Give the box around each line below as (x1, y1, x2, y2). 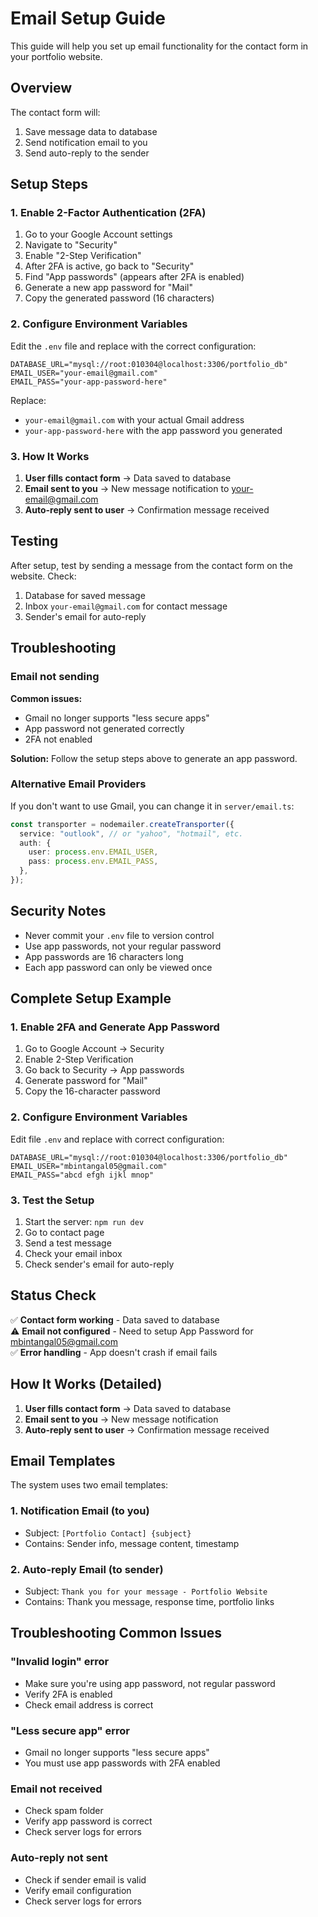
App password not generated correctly (24, 722, 185, 734)
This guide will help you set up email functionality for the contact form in (10, 40, 309, 52)
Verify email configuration (24, 1884, 132, 1896)
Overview (10, 80, 73, 97)
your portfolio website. (10, 50, 103, 62)
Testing (10, 533, 59, 550)
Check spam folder (24, 1805, 104, 1817)
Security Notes (10, 903, 107, 920)
